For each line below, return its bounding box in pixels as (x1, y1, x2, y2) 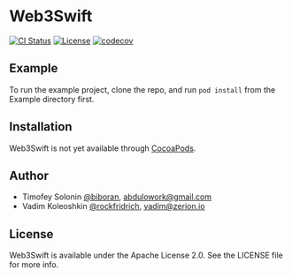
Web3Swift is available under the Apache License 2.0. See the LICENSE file (9, 250, 283, 261)
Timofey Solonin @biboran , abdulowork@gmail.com (21, 191, 212, 202)
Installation (9, 119, 73, 134)
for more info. (9, 259, 59, 270)
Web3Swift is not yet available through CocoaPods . (9, 143, 196, 153)
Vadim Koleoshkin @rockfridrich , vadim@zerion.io (21, 201, 205, 212)
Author (9, 168, 49, 183)
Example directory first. (9, 94, 95, 104)
